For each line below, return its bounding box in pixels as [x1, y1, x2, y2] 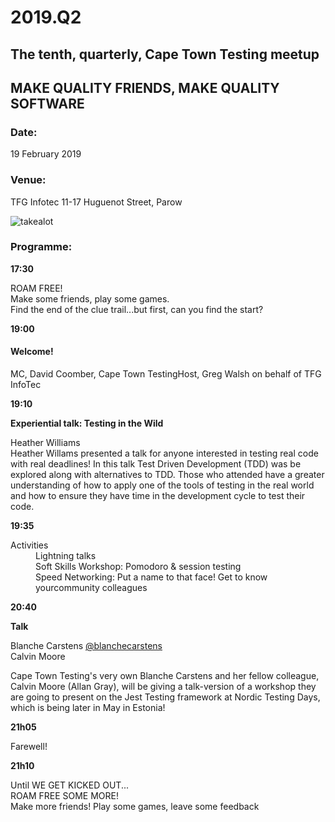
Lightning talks [35, 550, 97, 562]
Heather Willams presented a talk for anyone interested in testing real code [10, 447, 319, 460]
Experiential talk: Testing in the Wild [10, 417, 164, 430]
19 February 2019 [10, 148, 82, 160]
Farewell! [10, 741, 48, 753]
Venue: [10, 173, 47, 187]
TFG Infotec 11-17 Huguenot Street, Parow [10, 196, 183, 208]
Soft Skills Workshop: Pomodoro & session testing [35, 561, 242, 573]
